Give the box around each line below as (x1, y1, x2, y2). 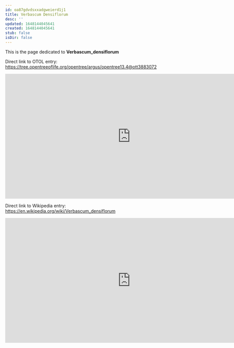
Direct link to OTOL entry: (5, 58, 57, 64)
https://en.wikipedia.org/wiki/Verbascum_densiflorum (5, 208, 116, 214)
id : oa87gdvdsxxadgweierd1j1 (5, 7, 66, 12)
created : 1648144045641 (5, 26, 55, 31)
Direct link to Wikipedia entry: (5, 203, 66, 209)
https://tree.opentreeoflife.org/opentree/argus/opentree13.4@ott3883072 (5, 63, 157, 70)
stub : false (5, 30, 30, 35)
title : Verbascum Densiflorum (5, 12, 68, 17)
